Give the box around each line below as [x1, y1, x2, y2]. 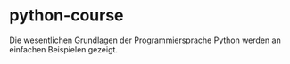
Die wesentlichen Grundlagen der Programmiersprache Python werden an [9, 35, 281, 45]
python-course [9, 5, 124, 26]
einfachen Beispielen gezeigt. [9, 44, 119, 54]
